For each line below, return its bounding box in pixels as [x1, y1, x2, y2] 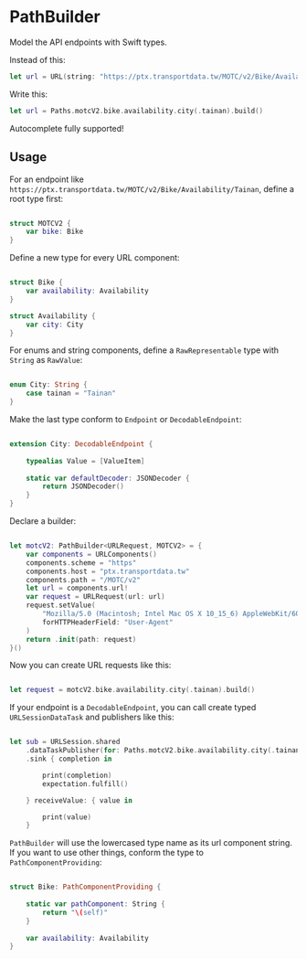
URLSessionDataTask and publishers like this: [9, 711, 175, 723]
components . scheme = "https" [26, 558, 137, 568]
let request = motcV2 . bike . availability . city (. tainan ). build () [9, 686, 256, 695]
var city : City [26, 320, 84, 329]
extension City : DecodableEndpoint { [9, 440, 153, 449]
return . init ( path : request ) [26, 634, 137, 644]
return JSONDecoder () [42, 482, 125, 491]
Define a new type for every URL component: [9, 252, 180, 263]
